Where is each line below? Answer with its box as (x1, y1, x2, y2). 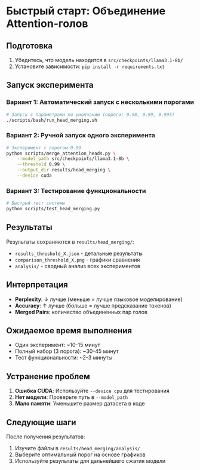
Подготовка (6, 41, 53, 51)
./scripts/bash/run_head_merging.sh (6, 117, 97, 123)
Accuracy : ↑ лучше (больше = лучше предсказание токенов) (14, 302, 172, 309)
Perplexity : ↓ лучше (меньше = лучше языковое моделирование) (14, 296, 183, 303)
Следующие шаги (6, 417, 76, 428)
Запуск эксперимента (6, 80, 94, 90)
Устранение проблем (6, 371, 91, 382)
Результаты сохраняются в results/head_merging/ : (6, 238, 134, 245)
